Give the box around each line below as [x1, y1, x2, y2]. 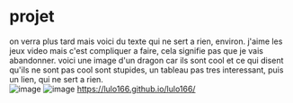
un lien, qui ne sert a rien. [9, 73, 103, 84]
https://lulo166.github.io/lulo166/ [76, 83, 196, 94]
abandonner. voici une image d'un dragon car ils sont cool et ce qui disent [9, 55, 284, 65]
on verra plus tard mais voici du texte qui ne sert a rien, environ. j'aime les [9, 36, 283, 47]
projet [9, 6, 56, 27]
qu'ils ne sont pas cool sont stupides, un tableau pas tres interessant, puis [9, 64, 284, 75]
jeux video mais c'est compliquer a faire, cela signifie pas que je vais [9, 45, 263, 56]
